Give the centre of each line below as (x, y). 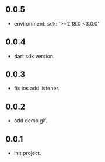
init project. (27, 153)
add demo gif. (31, 121)
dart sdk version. (34, 56)
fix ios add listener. (36, 88)
